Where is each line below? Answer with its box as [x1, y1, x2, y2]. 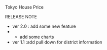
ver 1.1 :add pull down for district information [12, 39, 103, 45]
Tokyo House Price [5, 4, 44, 10]
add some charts [19, 34, 54, 40]
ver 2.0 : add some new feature [12, 23, 76, 29]
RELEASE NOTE [5, 14, 37, 19]
